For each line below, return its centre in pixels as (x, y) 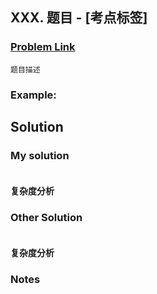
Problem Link (43, 47)
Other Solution (46, 217)
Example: (33, 95)
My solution (40, 155)
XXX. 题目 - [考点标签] (79, 18)
